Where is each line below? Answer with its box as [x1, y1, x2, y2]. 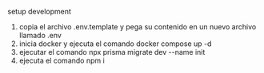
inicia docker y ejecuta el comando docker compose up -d [18, 39, 212, 48]
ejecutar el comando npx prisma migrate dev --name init [18, 48, 206, 56]
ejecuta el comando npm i [18, 56, 105, 65]
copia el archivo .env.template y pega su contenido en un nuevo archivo [18, 22, 257, 31]
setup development [7, 7, 71, 16]
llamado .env [18, 31, 62, 40]
